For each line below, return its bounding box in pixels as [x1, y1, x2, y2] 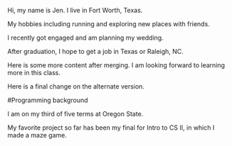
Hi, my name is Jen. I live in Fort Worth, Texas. [7, 6, 143, 14]
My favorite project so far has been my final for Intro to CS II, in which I [7, 123, 215, 132]
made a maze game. [7, 131, 68, 139]
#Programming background [7, 96, 88, 104]
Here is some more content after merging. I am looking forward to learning [7, 61, 226, 69]
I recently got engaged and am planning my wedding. [7, 33, 164, 42]
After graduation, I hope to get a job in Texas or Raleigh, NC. [7, 47, 184, 55]
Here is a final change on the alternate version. [7, 82, 144, 91]
